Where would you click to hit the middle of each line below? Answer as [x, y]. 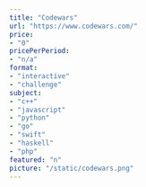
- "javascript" [38, 110]
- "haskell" [31, 143]
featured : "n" [36, 160]
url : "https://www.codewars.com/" [74, 26]
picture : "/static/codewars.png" [72, 168]
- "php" [24, 151]
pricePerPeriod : [39, 51]
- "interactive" [39, 76]
